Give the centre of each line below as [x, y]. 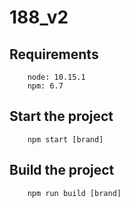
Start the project [61, 116]
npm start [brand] [65, 139]
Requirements [54, 54]
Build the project [62, 170]
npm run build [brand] [74, 193]
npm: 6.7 [45, 86]
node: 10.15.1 [56, 77]
